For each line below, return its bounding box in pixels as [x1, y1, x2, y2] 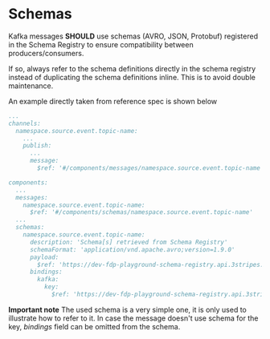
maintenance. [8, 81, 54, 91]
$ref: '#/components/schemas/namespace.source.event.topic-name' [29, 208, 253, 216]
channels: [8, 119, 42, 127]
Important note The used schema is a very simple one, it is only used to [8, 305, 247, 314]
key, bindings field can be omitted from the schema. [8, 321, 181, 331]
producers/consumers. [8, 48, 84, 58]
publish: [22, 142, 52, 150]
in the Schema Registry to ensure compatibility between [8, 39, 194, 49]
